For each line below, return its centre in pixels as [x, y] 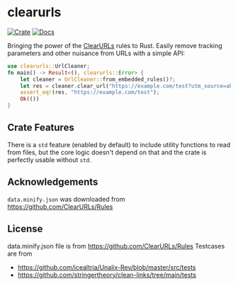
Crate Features [41, 128]
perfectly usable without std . [50, 159]
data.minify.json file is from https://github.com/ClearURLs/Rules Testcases [116, 246]
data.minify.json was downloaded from [66, 199]
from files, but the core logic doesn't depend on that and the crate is [107, 152]
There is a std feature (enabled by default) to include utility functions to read [119, 144]
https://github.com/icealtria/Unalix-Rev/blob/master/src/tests [107, 267]
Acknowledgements [53, 182]
